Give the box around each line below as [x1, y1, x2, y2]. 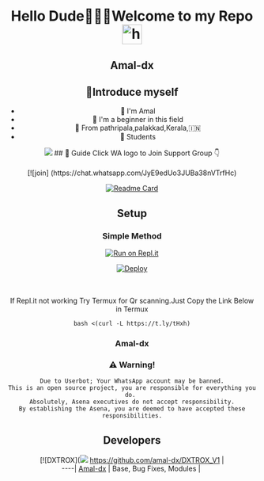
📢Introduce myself [85, 85, 179, 98]
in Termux [115, 304, 149, 314]
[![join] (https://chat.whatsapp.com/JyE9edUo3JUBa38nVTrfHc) [27, 168, 237, 178]
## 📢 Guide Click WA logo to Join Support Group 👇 [54, 148, 221, 158]
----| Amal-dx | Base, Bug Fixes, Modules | [61, 464, 201, 474]
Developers [103, 433, 161, 447]
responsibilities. [101, 412, 163, 420]
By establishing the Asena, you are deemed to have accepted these [18, 405, 246, 413]
